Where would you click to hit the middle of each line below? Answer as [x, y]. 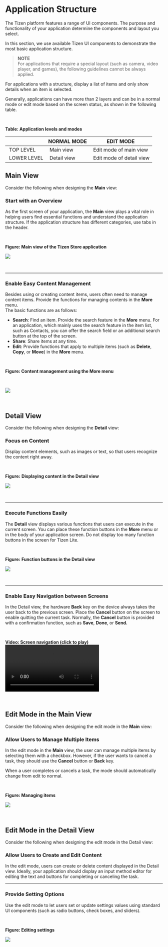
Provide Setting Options [35, 894]
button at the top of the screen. [44, 336]
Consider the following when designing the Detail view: [62, 428]
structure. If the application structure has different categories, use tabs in [80, 222]
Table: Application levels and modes [44, 129]
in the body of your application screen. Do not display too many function [80, 534]
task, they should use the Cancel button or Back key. [60, 761]
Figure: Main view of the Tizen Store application [56, 247]
